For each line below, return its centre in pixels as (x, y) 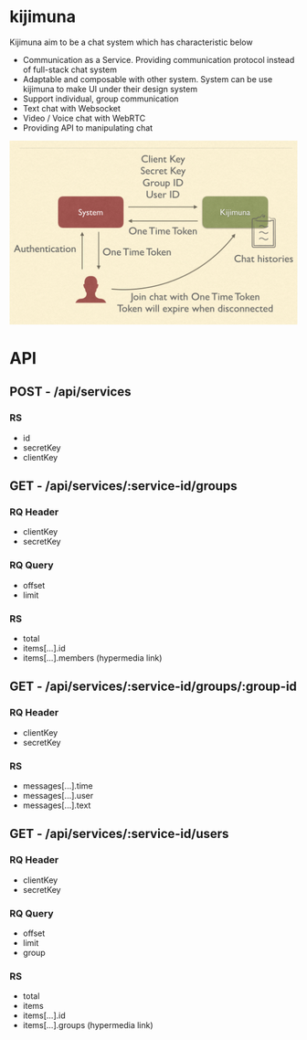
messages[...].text (57, 805)
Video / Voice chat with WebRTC (84, 118)
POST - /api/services (70, 392)
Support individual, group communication (101, 99)
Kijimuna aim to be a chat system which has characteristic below (131, 42)
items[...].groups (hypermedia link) (88, 1025)
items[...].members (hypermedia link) (92, 658)
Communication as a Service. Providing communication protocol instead (159, 59)
